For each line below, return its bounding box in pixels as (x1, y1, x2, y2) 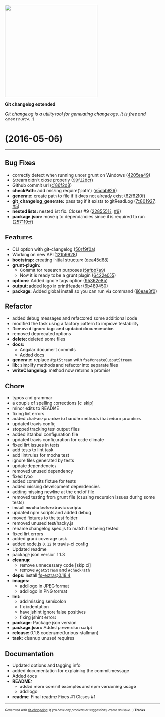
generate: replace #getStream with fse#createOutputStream (12, 357, 132, 363)
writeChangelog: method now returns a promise (12, 367, 111, 373)
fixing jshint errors (19, 614, 56, 620)
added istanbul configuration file (12, 431, 79, 437)
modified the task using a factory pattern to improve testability (12, 321, 139, 327)
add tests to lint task (12, 447, 54, 453)
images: (12, 578, 29, 584)
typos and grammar (12, 395, 53, 401)
